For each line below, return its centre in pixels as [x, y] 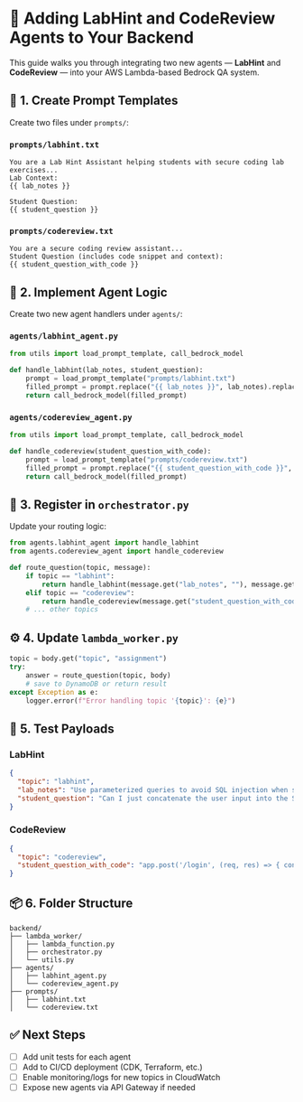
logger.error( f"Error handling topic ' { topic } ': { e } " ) [131, 700]
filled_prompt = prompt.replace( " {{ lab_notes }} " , [124, 388]
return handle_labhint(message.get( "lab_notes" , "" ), [145, 584]
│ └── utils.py [42, 960]
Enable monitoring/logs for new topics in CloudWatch [121, 1077]
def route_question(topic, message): [80, 568]
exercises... [34, 171]
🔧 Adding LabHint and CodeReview [142, 19]
